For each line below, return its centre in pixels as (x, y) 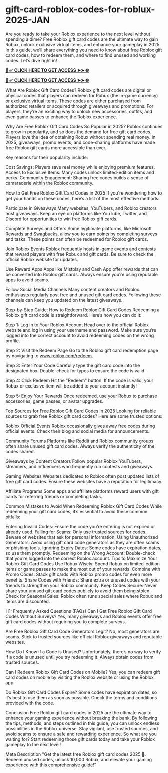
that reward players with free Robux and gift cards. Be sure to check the (79, 254)
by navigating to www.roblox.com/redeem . (49, 356)
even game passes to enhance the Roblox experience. (61, 117)
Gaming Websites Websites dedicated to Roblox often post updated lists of (82, 476)
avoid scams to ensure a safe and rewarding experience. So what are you (81, 734)
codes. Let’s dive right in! (31, 60)
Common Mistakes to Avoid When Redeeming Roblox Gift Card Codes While (83, 506)
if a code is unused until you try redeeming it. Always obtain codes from (79, 657)
